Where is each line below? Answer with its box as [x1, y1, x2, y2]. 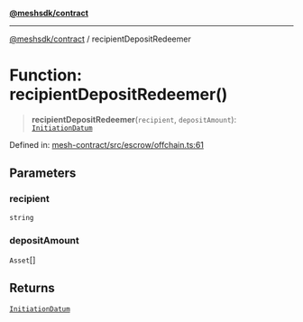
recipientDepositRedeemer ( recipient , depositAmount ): [31, 114, 237, 124]
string [9, 213, 34, 222]
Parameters [9, 166, 77, 181]
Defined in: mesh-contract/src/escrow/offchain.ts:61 [9, 139, 205, 150]
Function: [9, 65, 83, 86]
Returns [9, 281, 56, 296]
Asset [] [9, 254, 36, 265]
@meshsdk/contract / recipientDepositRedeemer [9, 33, 191, 44]
